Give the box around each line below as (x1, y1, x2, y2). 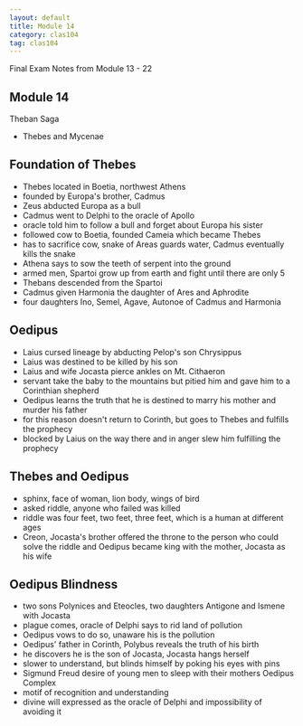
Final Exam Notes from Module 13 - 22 (9, 63, 153, 74)
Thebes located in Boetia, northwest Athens (22, 181, 186, 192)
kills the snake (22, 248, 76, 259)
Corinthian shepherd (22, 385, 99, 396)
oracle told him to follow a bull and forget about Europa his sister (22, 219, 264, 231)
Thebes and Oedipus (9, 469, 129, 485)
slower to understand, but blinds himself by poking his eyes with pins (22, 658, 280, 669)
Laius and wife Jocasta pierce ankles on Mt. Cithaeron (22, 365, 226, 376)
